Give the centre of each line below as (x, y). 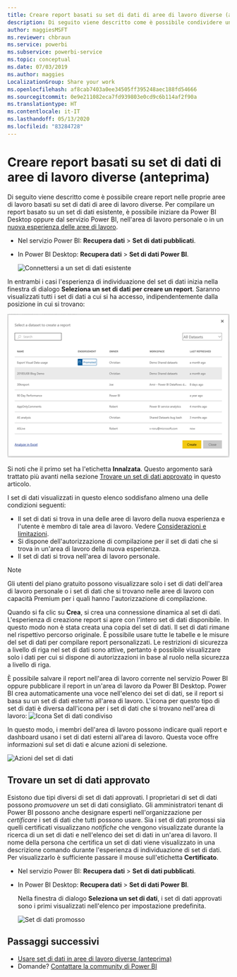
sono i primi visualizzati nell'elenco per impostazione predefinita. (112, 906)
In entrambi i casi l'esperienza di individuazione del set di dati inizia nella (113, 281)
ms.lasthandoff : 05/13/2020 (49, 119)
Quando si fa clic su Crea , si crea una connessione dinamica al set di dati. (115, 612)
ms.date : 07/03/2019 (38, 67)
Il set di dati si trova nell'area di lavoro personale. (89, 556)
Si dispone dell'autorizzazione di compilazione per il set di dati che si (118, 541)
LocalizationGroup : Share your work (61, 82)
